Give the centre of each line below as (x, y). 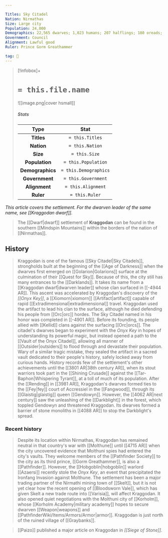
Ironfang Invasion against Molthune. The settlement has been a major (89, 477)
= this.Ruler (86, 195)
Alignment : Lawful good (30, 43)
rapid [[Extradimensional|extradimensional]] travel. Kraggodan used (88, 304)
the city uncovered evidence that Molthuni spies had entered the (84, 450)
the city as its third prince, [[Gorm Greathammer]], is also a (78, 462)
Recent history (24, 429)
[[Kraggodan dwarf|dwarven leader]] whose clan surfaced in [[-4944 (89, 288)
